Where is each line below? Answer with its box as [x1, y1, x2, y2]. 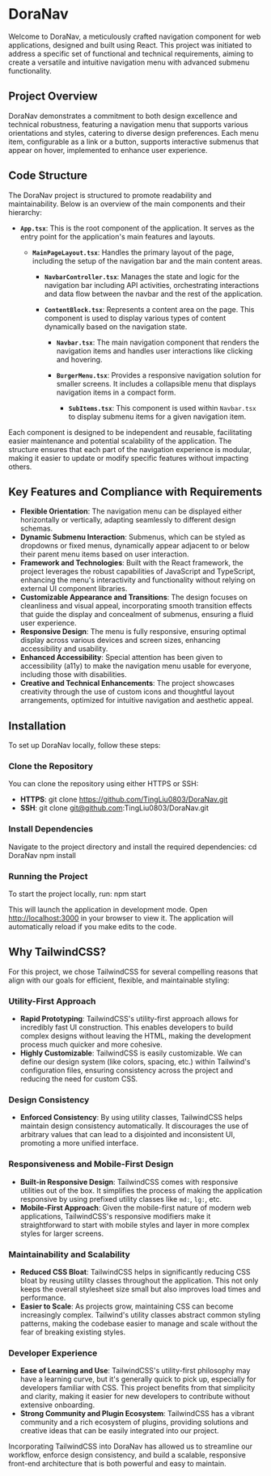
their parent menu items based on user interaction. [19, 549, 189, 559]
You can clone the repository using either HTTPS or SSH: [8, 779, 199, 789]
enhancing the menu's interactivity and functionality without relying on [19, 575, 256, 585]
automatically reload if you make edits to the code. [8, 922, 177, 932]
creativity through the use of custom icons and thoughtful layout [19, 687, 235, 696]
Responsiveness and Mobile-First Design [8, 1158, 174, 1169]
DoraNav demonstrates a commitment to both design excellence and [8, 111, 238, 121]
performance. [19, 1293, 66, 1303]
